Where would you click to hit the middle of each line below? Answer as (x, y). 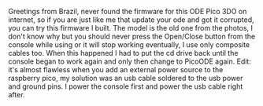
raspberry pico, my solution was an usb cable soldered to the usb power (126, 78)
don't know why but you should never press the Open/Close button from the (132, 36)
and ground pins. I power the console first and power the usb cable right (126, 86)
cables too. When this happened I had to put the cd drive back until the (123, 53)
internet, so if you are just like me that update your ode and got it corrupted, (131, 20)
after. (17, 95)
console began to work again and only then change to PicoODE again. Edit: (130, 61)
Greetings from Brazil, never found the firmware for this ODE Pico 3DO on (128, 11)
